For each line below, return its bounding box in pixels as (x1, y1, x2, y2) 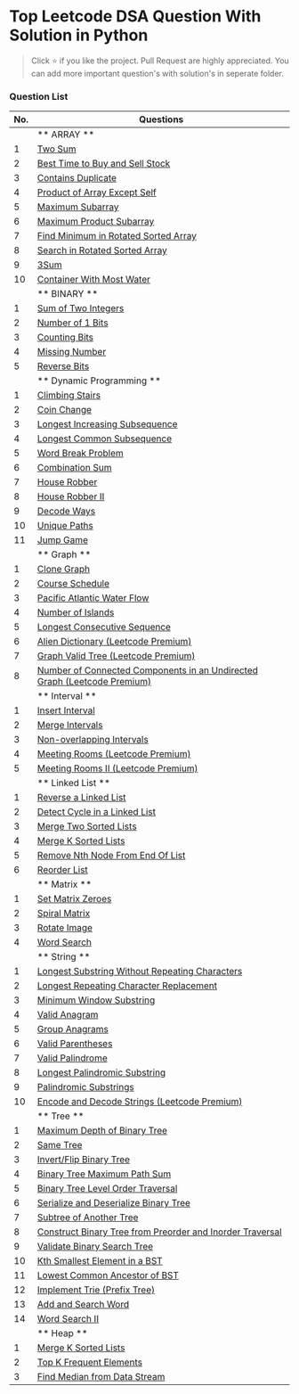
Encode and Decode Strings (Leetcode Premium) (36, 1095, 243, 1108)
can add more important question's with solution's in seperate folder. (30, 68, 285, 78)
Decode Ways (36, 505, 96, 518)
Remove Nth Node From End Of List (36, 849, 186, 862)
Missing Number (36, 346, 107, 358)
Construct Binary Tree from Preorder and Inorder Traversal (36, 1226, 282, 1238)
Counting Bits (36, 332, 94, 344)
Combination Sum (36, 462, 112, 474)
